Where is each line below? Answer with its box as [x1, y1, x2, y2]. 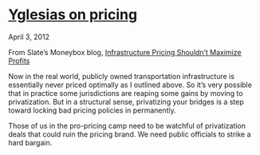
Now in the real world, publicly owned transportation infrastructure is [8, 71, 235, 81]
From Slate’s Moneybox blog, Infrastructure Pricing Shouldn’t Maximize [8, 47, 242, 57]
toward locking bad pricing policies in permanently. [8, 105, 177, 115]
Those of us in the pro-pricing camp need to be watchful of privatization [8, 121, 246, 130]
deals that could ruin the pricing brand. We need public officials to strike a [8, 129, 251, 139]
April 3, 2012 [8, 32, 50, 42]
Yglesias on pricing [8, 6, 138, 24]
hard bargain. [8, 137, 53, 147]
